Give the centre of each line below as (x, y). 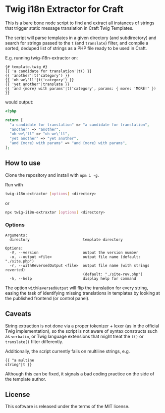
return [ (14, 120)
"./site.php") (20, 261)
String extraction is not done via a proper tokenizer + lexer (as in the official (82, 326)
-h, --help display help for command (73, 278)
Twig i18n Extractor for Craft (64, 9)
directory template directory (66, 239)
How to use (23, 163)
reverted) (15, 270)
